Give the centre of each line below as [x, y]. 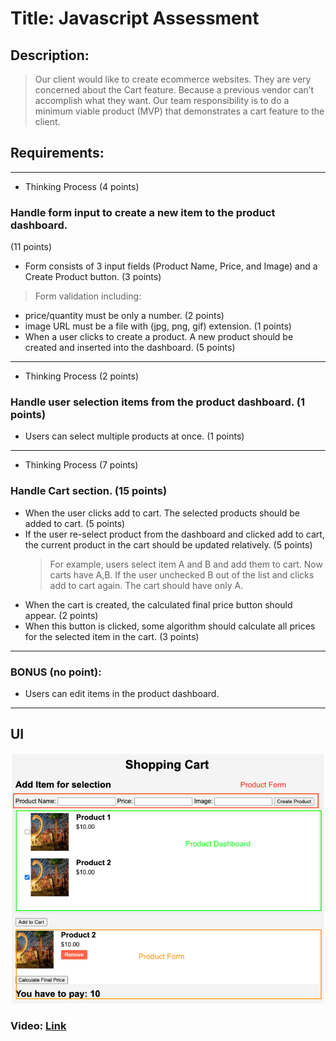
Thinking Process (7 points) [81, 465]
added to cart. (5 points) [75, 523]
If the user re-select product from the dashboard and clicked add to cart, [174, 534]
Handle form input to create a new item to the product [143, 212]
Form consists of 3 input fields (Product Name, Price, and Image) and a [171, 266]
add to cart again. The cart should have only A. [146, 585]
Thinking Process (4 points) [82, 186]
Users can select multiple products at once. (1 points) [134, 436]
